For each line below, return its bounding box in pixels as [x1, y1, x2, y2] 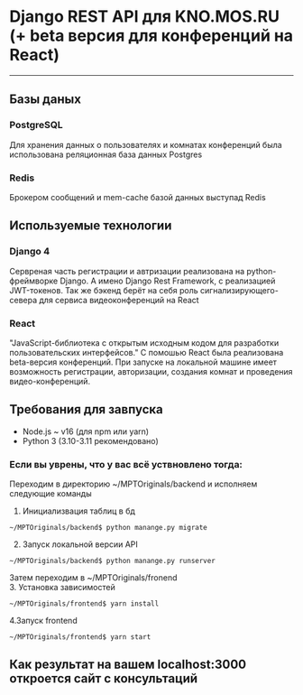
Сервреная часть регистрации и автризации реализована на [9, 265, 245, 276]
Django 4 [9, 246, 50, 258]
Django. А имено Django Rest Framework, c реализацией [60, 275, 276, 286]
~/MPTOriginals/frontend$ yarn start [9, 633, 151, 642]
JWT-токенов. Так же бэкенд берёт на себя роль [9, 284, 198, 295]
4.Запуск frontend [9, 616, 78, 626]
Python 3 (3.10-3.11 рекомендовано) [22, 435, 160, 446]
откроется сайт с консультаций [9, 671, 198, 687]
